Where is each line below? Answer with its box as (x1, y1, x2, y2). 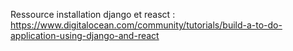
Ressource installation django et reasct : (10, 9, 176, 20)
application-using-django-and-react (10, 30, 160, 41)
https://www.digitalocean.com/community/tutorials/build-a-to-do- (10, 19, 283, 31)
